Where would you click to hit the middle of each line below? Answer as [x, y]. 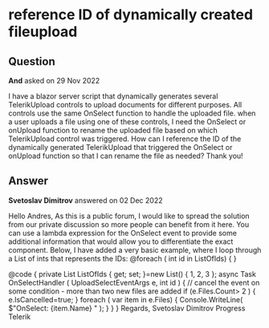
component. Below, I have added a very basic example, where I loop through [135, 249]
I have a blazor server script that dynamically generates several [113, 96]
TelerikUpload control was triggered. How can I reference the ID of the [125, 139]
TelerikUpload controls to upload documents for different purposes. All [125, 105]
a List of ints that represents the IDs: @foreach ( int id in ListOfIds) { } [122, 258]
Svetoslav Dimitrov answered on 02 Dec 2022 [86, 200]
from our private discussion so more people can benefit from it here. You [129, 224]
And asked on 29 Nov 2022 [54, 81]
